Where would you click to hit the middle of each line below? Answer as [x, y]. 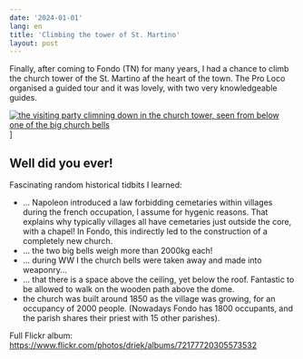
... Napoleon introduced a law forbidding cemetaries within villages [147, 203]
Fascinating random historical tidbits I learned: [96, 185]
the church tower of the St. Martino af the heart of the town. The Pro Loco [147, 79]
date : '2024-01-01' [46, 18]
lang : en [26, 26]
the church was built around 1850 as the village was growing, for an [149, 299]
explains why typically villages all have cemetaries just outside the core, [157, 222]
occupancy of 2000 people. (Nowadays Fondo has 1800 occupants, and [157, 308]
